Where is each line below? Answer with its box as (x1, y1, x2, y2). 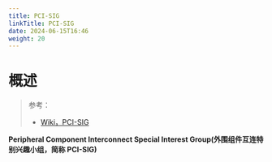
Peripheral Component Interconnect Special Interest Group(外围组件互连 (8, 134, 257, 144)
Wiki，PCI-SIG (40, 117, 89, 127)
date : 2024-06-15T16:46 (8, 27, 89, 35)
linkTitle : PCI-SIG (8, 19, 75, 28)
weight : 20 (8, 34, 45, 43)
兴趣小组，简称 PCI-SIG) (15, 145, 97, 155)
